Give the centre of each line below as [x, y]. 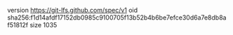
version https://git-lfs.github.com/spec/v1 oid [73, 10]
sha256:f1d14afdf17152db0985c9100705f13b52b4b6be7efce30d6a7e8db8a [117, 17]
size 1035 [44, 25]
